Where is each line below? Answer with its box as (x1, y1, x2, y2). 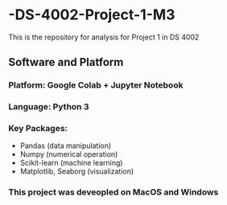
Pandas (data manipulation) (19, 141, 112, 150)
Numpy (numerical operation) (19, 150, 118, 159)
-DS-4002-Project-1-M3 (8, 6, 175, 24)
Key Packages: (8, 123, 68, 134)
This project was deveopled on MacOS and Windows (8, 187, 219, 198)
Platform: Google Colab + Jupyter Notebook (8, 80, 184, 91)
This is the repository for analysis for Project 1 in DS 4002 (8, 32, 200, 42)
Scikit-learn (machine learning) (19, 158, 123, 168)
